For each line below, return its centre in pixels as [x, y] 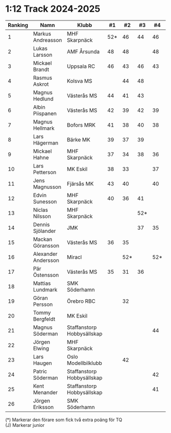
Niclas [40, 210]
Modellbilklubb [85, 363]
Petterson [45, 172]
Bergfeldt [44, 319]
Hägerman [46, 142]
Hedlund [43, 99]
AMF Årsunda [83, 52]
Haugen [42, 363]
